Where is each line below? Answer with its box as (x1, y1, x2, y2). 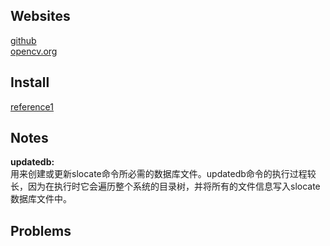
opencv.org (10, 45, 58, 57)
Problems (10, 222, 72, 239)
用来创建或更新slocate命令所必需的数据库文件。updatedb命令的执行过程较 (10, 168, 317, 180)
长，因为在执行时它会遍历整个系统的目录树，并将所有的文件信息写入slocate (10, 180, 321, 193)
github (10, 34, 37, 46)
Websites (10, 8, 71, 25)
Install (10, 74, 50, 91)
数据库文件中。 (10, 193, 72, 205)
